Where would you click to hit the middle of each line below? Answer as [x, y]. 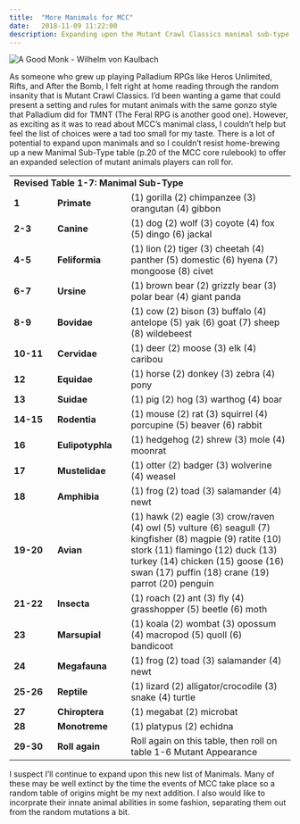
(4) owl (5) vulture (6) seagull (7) [200, 528]
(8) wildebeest [162, 334]
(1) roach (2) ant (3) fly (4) [187, 598]
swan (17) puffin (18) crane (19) [200, 572]
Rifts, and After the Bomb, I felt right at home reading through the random [144, 87]
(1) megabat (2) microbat [184, 712]
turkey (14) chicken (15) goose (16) [207, 562]
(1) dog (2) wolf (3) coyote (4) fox [203, 223]
